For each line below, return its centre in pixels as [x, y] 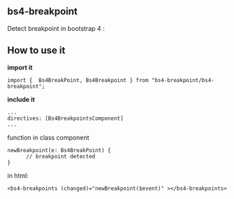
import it [20, 67]
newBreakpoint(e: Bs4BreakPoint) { [59, 150]
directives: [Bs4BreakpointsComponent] [66, 118]
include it [21, 99]
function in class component [48, 137]
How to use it [36, 51]
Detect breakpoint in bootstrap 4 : [56, 28]
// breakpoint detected [61, 156]
